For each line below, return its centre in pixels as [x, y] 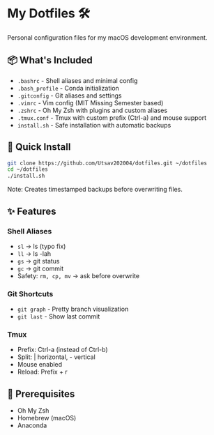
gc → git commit [40, 268]
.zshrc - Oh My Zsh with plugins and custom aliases [92, 110]
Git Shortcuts [30, 293]
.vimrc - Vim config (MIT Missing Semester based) [90, 102]
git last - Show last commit [59, 316]
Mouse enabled [40, 365]
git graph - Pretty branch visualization [73, 309]
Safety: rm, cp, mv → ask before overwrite [78, 275]
